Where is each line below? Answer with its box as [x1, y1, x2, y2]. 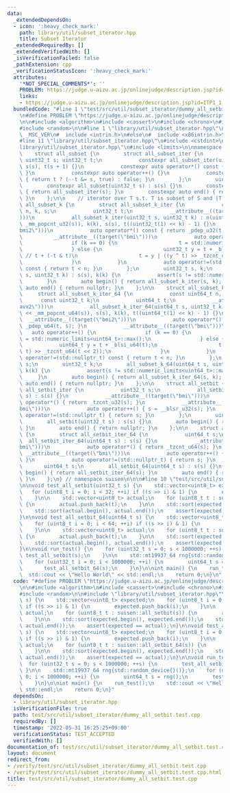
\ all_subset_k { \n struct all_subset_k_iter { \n [19, 202, 186, 209]
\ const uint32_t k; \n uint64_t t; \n [19, 297, 176, 304]
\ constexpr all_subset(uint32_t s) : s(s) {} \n [19, 182, 183, 189]
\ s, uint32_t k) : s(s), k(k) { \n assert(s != [19, 272, 192, 279]
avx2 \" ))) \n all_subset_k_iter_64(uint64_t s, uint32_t [19, 303, 216, 311]
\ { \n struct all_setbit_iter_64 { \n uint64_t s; [19, 431, 219, 438]
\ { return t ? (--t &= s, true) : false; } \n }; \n [19, 176, 192, 182]
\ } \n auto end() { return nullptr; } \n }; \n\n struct [19, 425, 219, 431]
